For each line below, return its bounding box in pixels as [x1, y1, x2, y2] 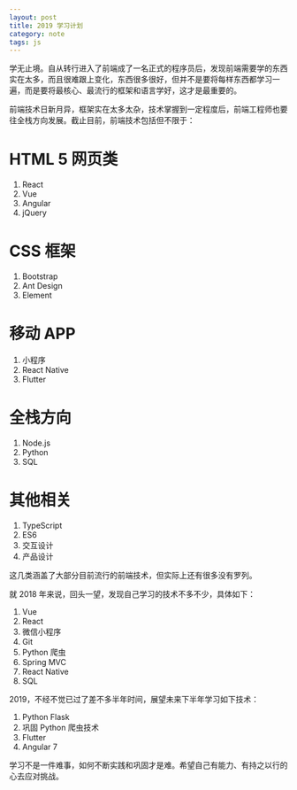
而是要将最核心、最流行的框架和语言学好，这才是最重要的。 [24, 85, 241, 96]
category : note [9, 29, 65, 38]
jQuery [21, 207, 47, 218]
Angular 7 [21, 741, 57, 752]
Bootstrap [21, 271, 58, 282]
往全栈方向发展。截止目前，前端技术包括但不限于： [9, 115, 195, 126]
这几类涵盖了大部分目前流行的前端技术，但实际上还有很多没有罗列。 [9, 569, 257, 580]
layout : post [9, 12, 57, 22]
